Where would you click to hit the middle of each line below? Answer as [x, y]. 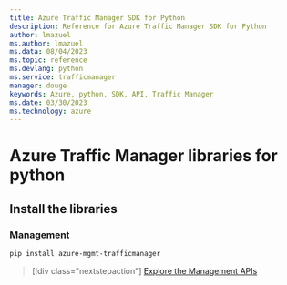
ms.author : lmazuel [46, 43]
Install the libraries [64, 209]
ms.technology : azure [51, 111]
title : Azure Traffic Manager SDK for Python [97, 18]
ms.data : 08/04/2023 [49, 52]
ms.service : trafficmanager [63, 77]
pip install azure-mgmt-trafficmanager [85, 254]
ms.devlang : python [46, 69]
